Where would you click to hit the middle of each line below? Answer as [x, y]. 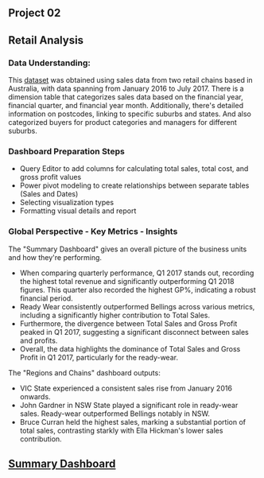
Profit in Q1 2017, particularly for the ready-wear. [99, 357]
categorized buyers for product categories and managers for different [122, 122]
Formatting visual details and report [78, 211]
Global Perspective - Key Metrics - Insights [93, 231]
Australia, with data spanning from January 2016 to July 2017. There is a [126, 89]
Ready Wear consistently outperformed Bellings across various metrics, [137, 306]
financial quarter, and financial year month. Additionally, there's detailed [126, 106]
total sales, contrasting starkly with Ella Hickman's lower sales [121, 430]
